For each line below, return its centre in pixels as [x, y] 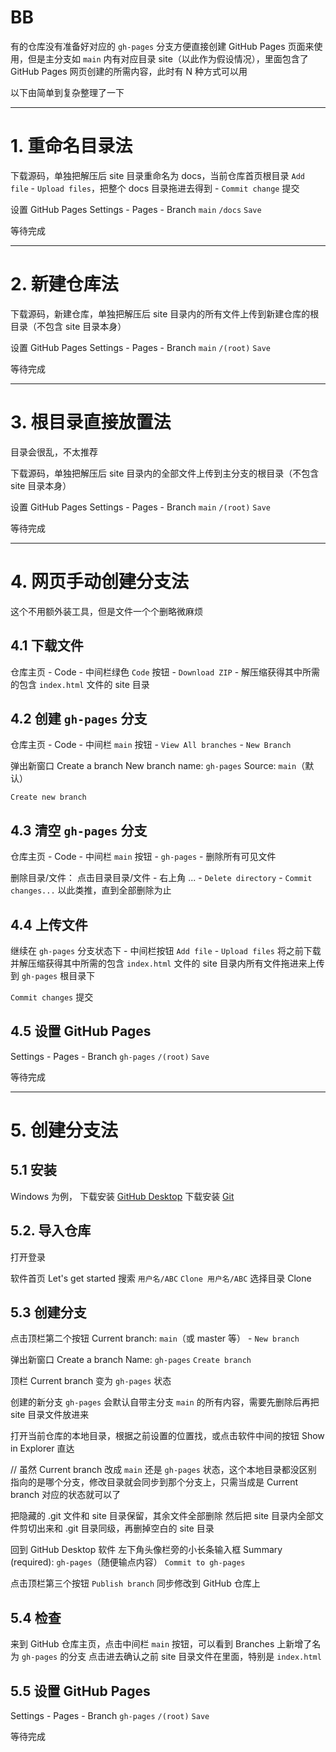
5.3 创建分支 [48, 1312]
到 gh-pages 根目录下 [53, 975]
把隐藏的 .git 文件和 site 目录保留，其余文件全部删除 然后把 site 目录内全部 [162, 1516]
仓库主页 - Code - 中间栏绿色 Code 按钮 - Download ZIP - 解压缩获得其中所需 [165, 672]
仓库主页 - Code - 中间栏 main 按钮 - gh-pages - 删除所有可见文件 [143, 857]
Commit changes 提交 [52, 997]
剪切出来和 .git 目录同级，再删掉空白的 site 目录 [116, 1528]
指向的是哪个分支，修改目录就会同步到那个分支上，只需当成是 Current [154, 1482]
